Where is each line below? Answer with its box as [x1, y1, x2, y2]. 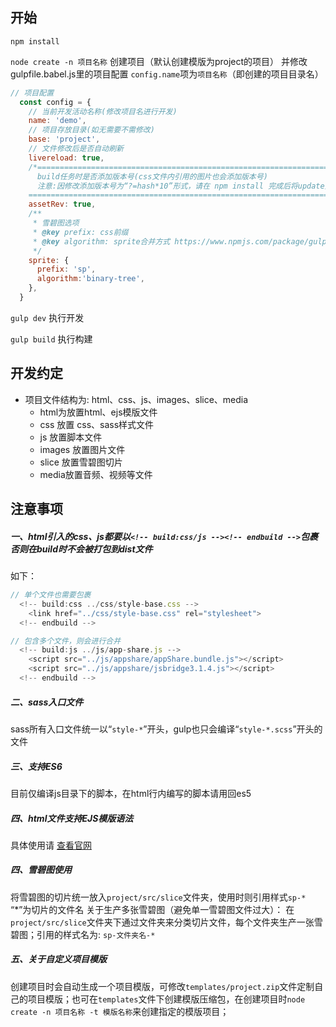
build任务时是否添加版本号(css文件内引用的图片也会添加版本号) [36, 171, 268, 182]
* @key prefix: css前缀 [32, 227, 129, 237]
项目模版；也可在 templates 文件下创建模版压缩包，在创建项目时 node [27, 993, 306, 1005]
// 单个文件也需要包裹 [10, 590, 92, 600]
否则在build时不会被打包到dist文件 [10, 543, 153, 555]
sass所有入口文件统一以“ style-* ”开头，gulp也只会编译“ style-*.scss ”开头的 [10, 723, 323, 735]
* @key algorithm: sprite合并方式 [32, 236, 171, 247]
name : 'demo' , [28, 116, 87, 126]
